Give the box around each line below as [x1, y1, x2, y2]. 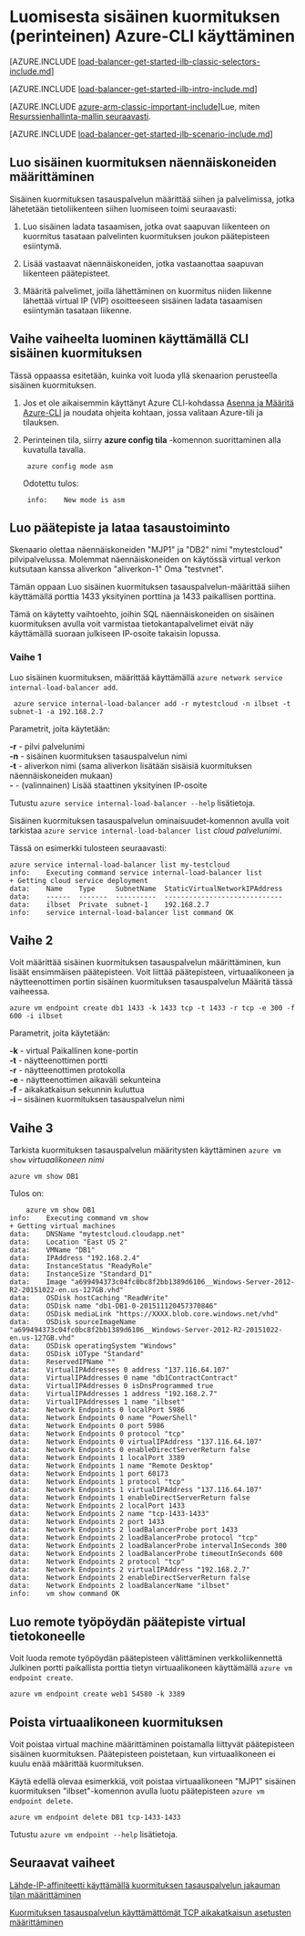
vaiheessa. [9, 986, 50, 997]
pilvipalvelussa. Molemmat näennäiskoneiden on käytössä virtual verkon [9, 554, 280, 565]
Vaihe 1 [9, 651, 43, 664]
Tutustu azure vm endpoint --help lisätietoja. [9, 1828, 178, 1839]
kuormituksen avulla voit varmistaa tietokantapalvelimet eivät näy [9, 618, 254, 629]
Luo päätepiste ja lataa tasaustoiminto [9, 520, 230, 535]
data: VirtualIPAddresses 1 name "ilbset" [9, 1397, 185, 1407]
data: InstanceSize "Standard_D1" [9, 1269, 153, 1279]
